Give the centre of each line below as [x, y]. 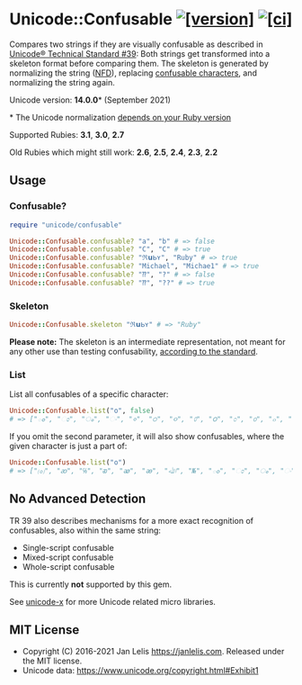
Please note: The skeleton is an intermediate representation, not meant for [147, 341]
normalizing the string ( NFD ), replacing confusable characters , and [133, 73]
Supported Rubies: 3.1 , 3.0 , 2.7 [67, 134]
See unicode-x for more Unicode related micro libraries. [112, 601]
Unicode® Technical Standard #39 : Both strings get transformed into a [140, 53]
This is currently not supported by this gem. [91, 584]
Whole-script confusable [68, 566]
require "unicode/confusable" [66, 225]
